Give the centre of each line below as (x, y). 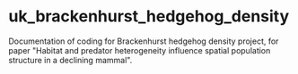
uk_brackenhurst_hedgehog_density (149, 16)
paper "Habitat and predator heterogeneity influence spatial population (140, 50)
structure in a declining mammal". (70, 60)
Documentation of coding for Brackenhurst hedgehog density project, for (144, 41)
